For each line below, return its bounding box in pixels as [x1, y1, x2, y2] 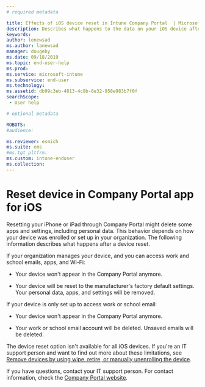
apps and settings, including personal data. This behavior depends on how [6, 227, 194, 234]
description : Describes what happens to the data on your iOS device [6, 26, 187, 32]
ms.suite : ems [6, 144, 43, 150]
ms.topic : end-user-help [6, 59, 70, 66]
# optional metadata [6, 111, 59, 117]
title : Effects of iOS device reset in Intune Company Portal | [6, 20, 176, 26]
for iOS [6, 200, 43, 214]
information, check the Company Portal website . [6, 374, 128, 381]
